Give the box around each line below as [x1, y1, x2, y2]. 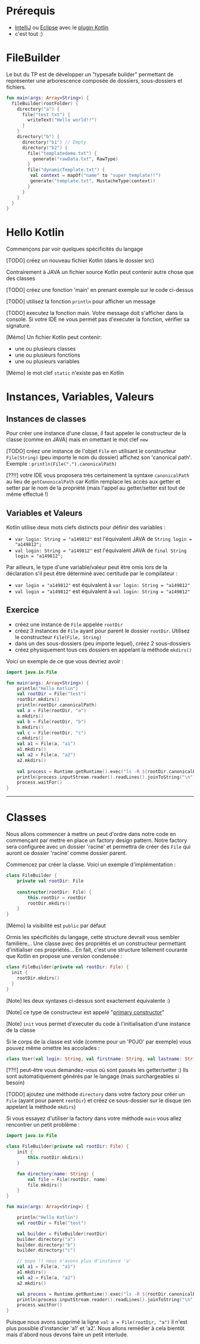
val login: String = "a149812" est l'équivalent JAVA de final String [14, 547, 187, 554]
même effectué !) [6, 491, 49, 498]
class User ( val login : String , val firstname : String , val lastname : [6, 1056, 183, 1062]
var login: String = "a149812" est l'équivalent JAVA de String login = [14, 535, 192, 542]
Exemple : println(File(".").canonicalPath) [6, 460, 117, 467]
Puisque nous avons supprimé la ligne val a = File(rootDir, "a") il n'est [6, 1318, 187, 1326]
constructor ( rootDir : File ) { [17, 889, 92, 895]
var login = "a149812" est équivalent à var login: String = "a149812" [14, 582, 190, 588]
